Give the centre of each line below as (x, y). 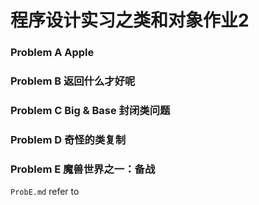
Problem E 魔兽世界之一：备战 (83, 169)
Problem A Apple (52, 53)
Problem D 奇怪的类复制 (68, 139)
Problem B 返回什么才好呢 (73, 81)
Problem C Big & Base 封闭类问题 (90, 110)
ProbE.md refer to (45, 192)
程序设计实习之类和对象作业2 (130, 20)
